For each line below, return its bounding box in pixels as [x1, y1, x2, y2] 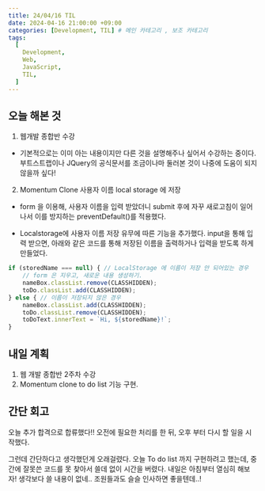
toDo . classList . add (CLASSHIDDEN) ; [22, 286, 136, 294]
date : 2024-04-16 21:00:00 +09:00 [8, 19, 123, 27]
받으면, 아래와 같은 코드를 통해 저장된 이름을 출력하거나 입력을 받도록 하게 [28, 238, 255, 248]
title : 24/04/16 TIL [8, 11, 77, 20]
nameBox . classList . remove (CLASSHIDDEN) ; [22, 279, 157, 287]
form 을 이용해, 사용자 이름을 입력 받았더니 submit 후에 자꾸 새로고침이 [19, 202, 239, 211]
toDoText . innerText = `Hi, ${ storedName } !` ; [22, 316, 172, 324]
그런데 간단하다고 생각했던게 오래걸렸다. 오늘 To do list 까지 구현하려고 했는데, [8, 454, 249, 463]
